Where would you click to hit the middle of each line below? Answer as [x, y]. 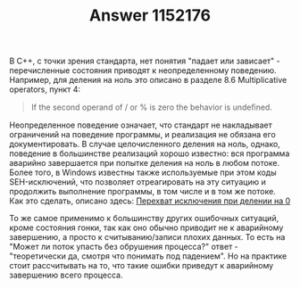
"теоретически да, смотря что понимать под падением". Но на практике [148, 256]
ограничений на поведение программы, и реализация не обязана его [143, 135]
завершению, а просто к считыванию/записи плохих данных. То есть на [147, 237]
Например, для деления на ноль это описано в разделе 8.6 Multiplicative [148, 80]
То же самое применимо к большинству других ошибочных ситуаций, [144, 219]
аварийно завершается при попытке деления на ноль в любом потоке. [144, 163]
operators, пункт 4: [45, 89]
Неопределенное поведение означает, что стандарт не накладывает [141, 125]
